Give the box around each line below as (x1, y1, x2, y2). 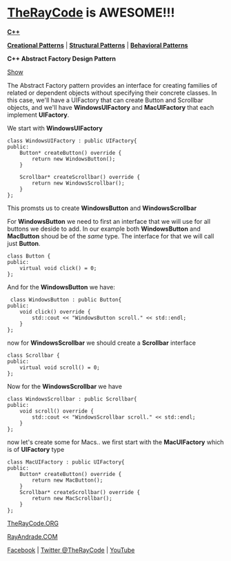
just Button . (7, 239, 41, 247)
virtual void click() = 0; (19, 265, 97, 272)
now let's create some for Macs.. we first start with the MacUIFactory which (7, 437, 224, 446)
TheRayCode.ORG (7, 519, 59, 527)
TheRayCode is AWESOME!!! (7, 5, 175, 21)
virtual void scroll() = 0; (19, 364, 100, 371)
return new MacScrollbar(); (32, 495, 112, 502)
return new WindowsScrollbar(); (32, 180, 125, 187)
